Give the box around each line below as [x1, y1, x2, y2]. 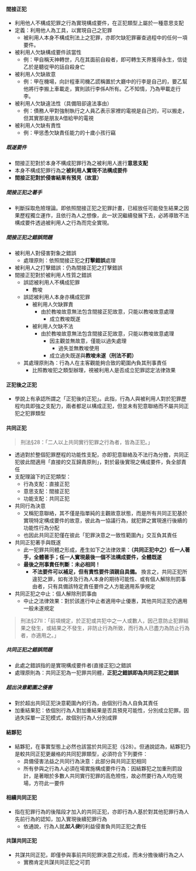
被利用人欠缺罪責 [32, 301, 74, 308]
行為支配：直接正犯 [23, 480, 70, 487]
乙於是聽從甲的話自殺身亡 [23, 63, 85, 70]
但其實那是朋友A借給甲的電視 [23, 115, 94, 122]
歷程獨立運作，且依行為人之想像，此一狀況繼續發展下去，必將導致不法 [19, 212, 189, 219]
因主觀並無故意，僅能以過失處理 [49, 337, 127, 345]
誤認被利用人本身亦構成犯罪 [23, 293, 91, 301]
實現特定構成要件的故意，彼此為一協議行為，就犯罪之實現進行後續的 [23, 517, 188, 524]
